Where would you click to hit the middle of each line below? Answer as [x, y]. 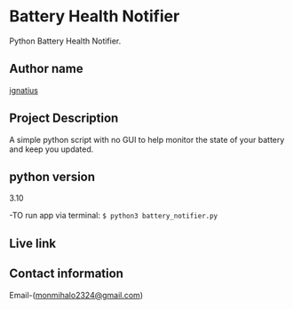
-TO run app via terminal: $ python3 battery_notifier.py [114, 216]
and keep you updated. [51, 149]
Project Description [64, 119]
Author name [46, 69]
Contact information [67, 274]
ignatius [24, 90]
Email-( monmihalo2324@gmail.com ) [76, 295]
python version [52, 176]
